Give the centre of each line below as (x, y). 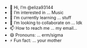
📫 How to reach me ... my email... (43, 28)
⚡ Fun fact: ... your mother (36, 40)
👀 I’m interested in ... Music (36, 12)
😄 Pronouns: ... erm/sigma (36, 35)
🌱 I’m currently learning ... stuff (40, 18)
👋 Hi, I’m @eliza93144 (31, 7)
